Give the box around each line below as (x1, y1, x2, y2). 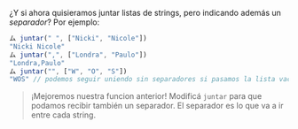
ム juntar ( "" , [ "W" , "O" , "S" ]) (9, 66, 128, 76)
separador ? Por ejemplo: (9, 17, 100, 27)
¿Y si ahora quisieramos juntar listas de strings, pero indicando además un (9, 8, 282, 18)
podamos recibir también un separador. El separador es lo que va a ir (30, 101, 284, 111)
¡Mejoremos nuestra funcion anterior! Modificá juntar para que (30, 91, 263, 102)
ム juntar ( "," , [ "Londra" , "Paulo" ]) (9, 50, 148, 59)
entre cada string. (30, 110, 96, 120)
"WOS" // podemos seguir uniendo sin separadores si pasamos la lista (9, 75, 276, 84)
